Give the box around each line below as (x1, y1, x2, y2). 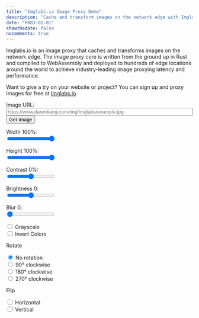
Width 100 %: (6, 129, 37, 136)
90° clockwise (15, 261, 50, 268)
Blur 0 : (6, 204, 23, 211)
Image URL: (6, 101, 34, 108)
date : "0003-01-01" (6, 20, 54, 25)
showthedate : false (6, 25, 54, 31)
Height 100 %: (6, 147, 40, 155)
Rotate (6, 242, 23, 249)
